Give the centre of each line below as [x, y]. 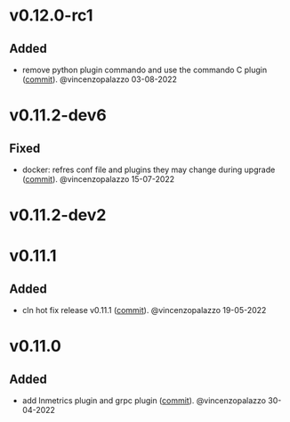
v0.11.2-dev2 [58, 215]
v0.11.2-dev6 [58, 116]
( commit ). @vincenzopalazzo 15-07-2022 [98, 179]
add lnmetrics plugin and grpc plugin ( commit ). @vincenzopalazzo [144, 401]
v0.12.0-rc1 [51, 16]
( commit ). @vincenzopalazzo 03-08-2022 [100, 79]
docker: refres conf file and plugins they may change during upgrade [149, 170]
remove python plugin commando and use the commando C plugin [145, 70]
